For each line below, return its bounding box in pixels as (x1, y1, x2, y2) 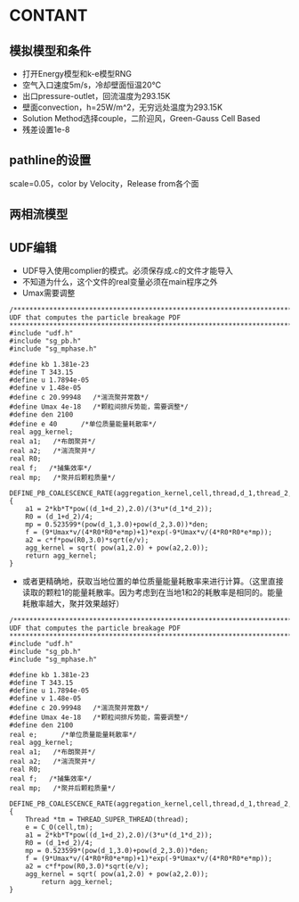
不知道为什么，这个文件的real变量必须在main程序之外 (21, 277, 218, 287)
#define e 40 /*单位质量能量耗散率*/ (9, 420, 158, 429)
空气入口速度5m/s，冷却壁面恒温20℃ (21, 79, 162, 90)
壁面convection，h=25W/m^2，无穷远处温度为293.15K (21, 102, 223, 112)
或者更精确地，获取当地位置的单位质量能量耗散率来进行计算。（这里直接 (21, 576, 284, 587)
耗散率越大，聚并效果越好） (21, 599, 125, 609)
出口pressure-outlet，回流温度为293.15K (21, 91, 171, 101)
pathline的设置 (9, 153, 92, 168)
